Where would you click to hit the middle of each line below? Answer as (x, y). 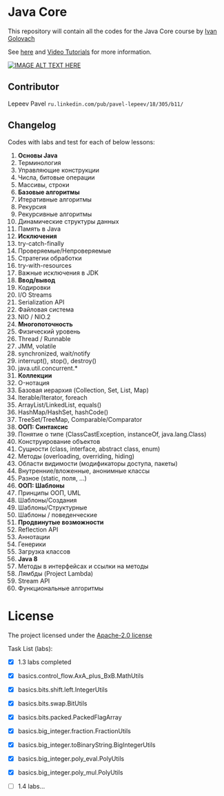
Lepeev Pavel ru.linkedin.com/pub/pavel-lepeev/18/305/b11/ (96, 104)
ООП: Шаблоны (41, 485)
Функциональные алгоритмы (61, 588)
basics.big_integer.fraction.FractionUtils (74, 731)
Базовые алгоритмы (49, 192)
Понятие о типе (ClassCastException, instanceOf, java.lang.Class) (112, 434)
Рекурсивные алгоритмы (55, 214)
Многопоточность (45, 324)
